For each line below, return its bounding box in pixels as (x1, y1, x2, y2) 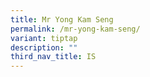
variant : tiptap (10, 33, 78, 43)
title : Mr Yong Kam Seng (10, 14, 114, 25)
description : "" (10, 42, 78, 53)
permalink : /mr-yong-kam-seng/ (10, 24, 141, 34)
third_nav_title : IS (10, 52, 97, 62)
